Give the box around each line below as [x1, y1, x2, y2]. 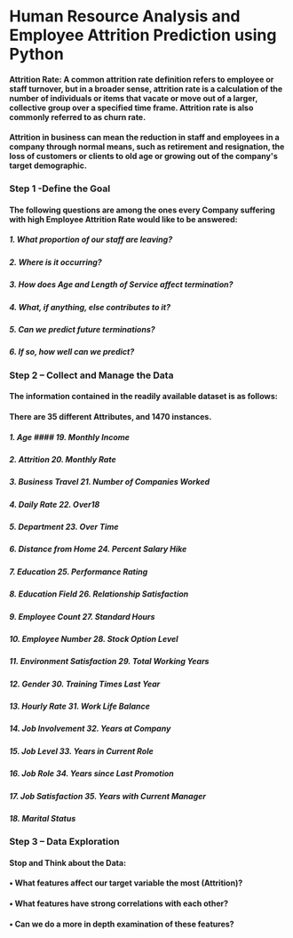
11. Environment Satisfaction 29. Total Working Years [9, 656, 210, 667]
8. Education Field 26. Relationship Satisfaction [9, 589, 189, 599]
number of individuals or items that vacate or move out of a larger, [9, 92, 258, 103]
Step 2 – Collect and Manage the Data [9, 369, 174, 381]
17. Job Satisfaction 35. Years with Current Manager [9, 790, 207, 801]
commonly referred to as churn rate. [9, 111, 146, 122]
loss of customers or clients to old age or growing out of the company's [9, 151, 278, 162]
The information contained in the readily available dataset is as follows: [9, 391, 278, 402]
